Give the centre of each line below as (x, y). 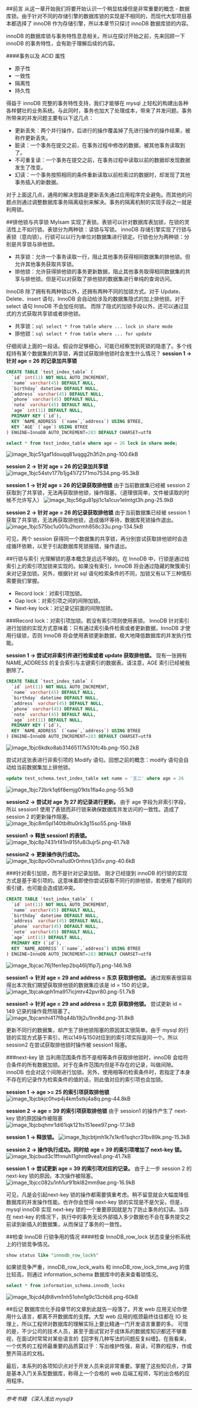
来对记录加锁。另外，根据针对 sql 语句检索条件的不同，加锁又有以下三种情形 (99, 573)
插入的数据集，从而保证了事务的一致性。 (75, 1224)
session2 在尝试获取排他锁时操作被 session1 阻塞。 (68, 1045)
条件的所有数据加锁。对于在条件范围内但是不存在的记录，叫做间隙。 (94, 1064)
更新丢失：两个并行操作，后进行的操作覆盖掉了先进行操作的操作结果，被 (102, 131)
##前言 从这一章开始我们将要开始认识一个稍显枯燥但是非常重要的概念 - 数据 (98, 9)
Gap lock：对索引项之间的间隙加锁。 (59, 601)
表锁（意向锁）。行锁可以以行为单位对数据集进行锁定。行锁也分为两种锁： (95, 237)
